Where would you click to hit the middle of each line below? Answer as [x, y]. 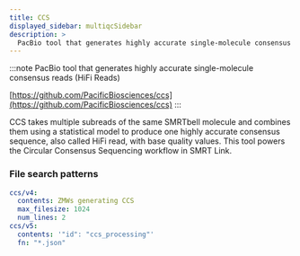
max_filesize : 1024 [54, 209]
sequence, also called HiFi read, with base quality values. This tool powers [147, 141]
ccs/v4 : [24, 193]
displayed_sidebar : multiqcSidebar [76, 26]
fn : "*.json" [42, 243]
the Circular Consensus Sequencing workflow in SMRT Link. [121, 151]
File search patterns [54, 174]
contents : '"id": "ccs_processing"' [86, 234]
